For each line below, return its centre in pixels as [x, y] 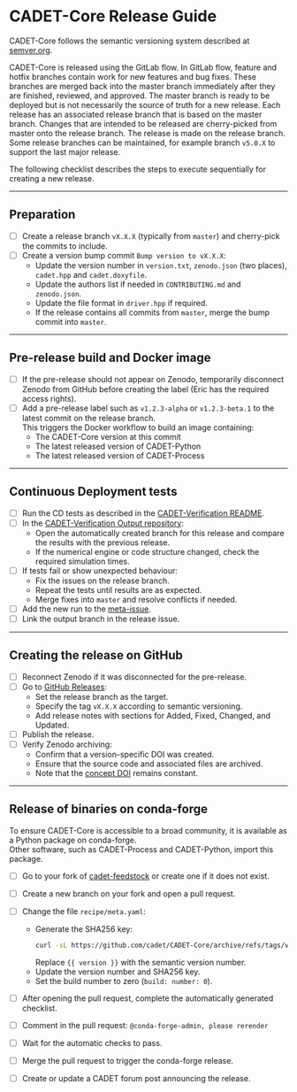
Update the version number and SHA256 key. [118, 972]
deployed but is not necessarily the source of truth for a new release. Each [145, 104]
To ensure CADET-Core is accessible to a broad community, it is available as [148, 830]
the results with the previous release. [103, 542]
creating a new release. [52, 178]
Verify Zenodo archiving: [67, 744]
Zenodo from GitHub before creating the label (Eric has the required [145, 389]
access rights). [49, 398]
